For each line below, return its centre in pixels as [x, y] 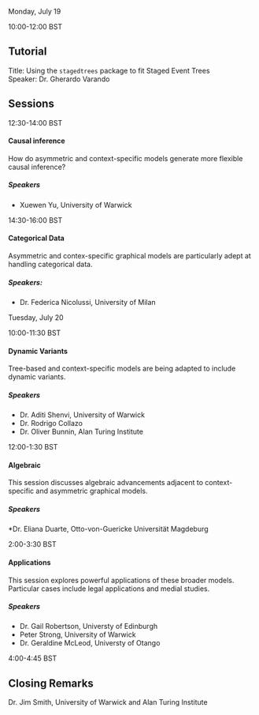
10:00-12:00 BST [35, 26]
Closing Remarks [51, 683]
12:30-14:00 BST [35, 122]
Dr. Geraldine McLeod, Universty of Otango [90, 643]
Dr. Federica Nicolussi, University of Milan [87, 302]
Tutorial [28, 52]
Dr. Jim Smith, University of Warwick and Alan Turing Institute [108, 702]
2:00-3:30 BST [32, 544]
